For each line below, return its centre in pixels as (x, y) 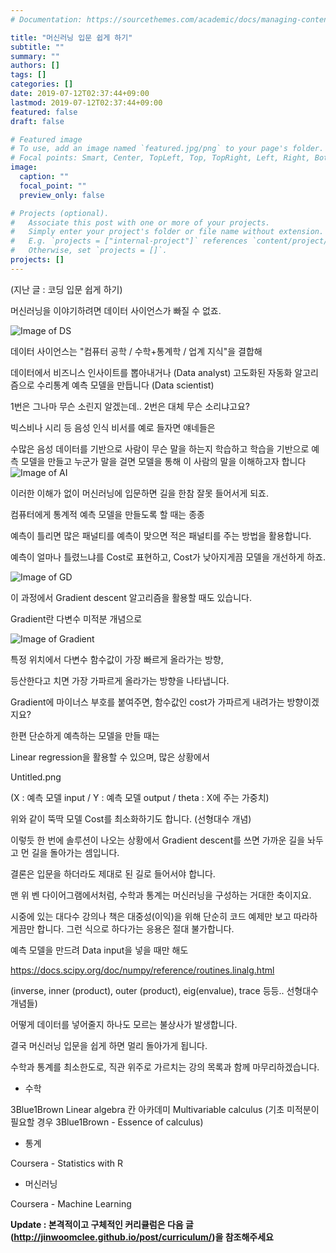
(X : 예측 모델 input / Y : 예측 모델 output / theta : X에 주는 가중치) (140, 797)
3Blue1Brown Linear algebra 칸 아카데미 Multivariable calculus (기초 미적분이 (165, 1109)
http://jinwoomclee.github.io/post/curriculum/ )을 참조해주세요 (143, 1237)
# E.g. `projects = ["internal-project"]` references (129, 241)
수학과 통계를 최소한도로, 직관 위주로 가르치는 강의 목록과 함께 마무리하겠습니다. (165, 1067)
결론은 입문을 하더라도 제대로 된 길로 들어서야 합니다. (113, 873)
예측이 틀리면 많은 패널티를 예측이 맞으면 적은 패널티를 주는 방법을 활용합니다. (161, 535)
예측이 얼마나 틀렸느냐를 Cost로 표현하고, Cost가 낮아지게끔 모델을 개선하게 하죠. (168, 557)
